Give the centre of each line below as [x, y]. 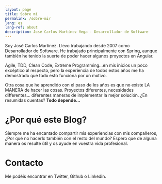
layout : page [18, 9]
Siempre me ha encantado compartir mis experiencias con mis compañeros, [81, 133]
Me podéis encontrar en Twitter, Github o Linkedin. [56, 176]
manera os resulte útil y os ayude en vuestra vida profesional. [66, 143]
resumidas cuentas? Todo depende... [43, 100]
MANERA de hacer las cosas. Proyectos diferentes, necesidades [69, 90]
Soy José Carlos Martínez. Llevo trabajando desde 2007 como [67, 46]
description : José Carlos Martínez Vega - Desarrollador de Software [77, 32]
